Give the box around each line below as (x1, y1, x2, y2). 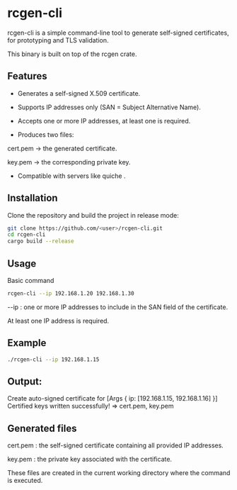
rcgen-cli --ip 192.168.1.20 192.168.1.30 (7, 290, 134, 297)
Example (7, 337, 47, 349)
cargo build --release (7, 238, 74, 245)
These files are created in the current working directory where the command (7, 469, 231, 477)
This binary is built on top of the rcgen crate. (7, 50, 137, 58)
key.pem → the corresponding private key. (7, 157, 131, 166)
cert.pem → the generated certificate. (7, 144, 117, 152)
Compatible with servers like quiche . (17, 172, 126, 180)
